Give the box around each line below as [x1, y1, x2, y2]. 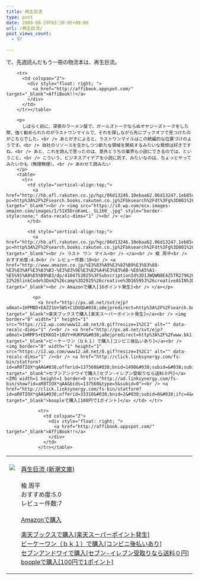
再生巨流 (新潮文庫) [21, 465, 75, 473]
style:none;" [6, 213, 38, 219]
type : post [6, 14, 33, 20]
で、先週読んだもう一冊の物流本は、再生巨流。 [6, 59, 120, 65]
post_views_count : [6, 31, 52, 37]
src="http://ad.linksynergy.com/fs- [88, 376, 179, 382]
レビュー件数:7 [21, 499, 62, 508]
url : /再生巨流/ [6, 25, 43, 31]
